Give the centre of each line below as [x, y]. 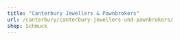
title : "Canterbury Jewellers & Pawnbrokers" [73, 13]
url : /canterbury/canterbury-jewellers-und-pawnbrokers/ [90, 20]
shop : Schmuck [27, 26]
